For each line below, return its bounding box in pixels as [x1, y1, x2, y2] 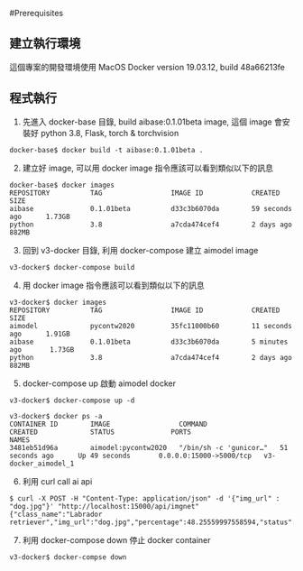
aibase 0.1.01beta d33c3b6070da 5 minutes [9, 337, 289, 346]
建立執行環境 [9, 36, 81, 51]
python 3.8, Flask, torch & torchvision [40, 127, 179, 138]
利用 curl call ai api [22, 475, 93, 486]
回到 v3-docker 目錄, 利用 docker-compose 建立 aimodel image [22, 244, 259, 255]
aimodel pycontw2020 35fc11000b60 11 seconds [9, 321, 293, 330]
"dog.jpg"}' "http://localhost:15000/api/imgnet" [9, 502, 200, 511]
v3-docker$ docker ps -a [9, 411, 103, 420]
